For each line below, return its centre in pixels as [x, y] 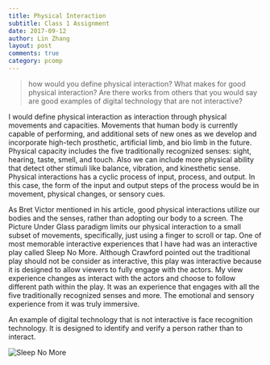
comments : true [34, 53]
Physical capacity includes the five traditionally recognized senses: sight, [130, 151]
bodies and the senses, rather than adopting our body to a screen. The [126, 218]
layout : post [30, 46]
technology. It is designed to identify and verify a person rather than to [126, 328]
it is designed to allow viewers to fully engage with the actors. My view [126, 269]
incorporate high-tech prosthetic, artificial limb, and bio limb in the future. [130, 142]
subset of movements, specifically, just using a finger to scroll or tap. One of [135, 235]
